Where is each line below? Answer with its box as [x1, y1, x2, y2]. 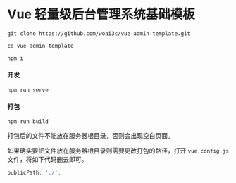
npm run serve [7, 87, 49, 94]
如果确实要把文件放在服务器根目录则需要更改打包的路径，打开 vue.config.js [7, 146, 230, 155]
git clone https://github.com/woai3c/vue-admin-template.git [7, 30, 191, 37]
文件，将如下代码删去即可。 [7, 156, 88, 164]
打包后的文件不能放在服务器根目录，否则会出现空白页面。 [7, 132, 174, 140]
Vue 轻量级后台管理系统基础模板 [7, 6, 195, 23]
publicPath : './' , [7, 170, 61, 177]
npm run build [7, 118, 49, 125]
